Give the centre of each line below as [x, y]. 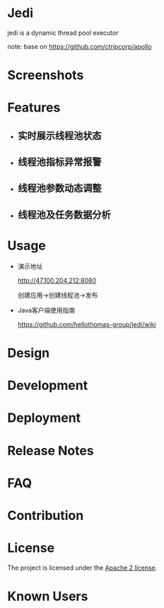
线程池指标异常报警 [59, 162]
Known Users [48, 596]
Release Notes [51, 451]
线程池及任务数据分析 [64, 215]
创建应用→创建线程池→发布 [58, 295]
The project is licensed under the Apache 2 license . [82, 568]
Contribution [46, 515]
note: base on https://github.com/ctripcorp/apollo [80, 46]
